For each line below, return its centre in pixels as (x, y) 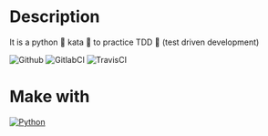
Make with (50, 97)
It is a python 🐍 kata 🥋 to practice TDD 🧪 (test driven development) (134, 42)
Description (55, 17)
